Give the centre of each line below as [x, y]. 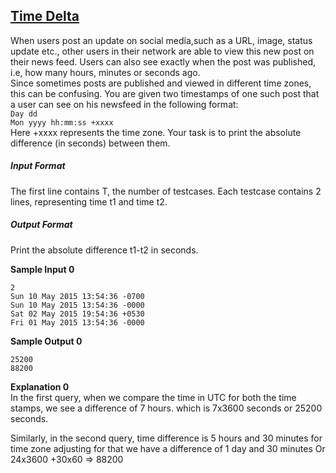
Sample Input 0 [42, 269]
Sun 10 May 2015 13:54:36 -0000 [77, 305]
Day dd [24, 114]
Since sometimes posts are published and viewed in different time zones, [161, 83]
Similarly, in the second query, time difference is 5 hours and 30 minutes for [166, 438]
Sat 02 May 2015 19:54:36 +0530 [77, 314]
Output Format [41, 225]
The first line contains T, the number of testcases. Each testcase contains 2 [166, 191]
